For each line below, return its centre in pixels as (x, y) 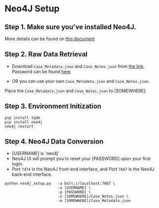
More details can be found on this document (50, 39)
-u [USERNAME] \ (74, 188)
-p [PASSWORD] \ (74, 192)
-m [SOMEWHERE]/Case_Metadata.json (94, 201)
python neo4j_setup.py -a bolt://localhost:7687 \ (60, 184)
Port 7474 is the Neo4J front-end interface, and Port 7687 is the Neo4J (83, 169)
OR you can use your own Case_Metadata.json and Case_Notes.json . (81, 81)
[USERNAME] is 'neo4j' (36, 154)
